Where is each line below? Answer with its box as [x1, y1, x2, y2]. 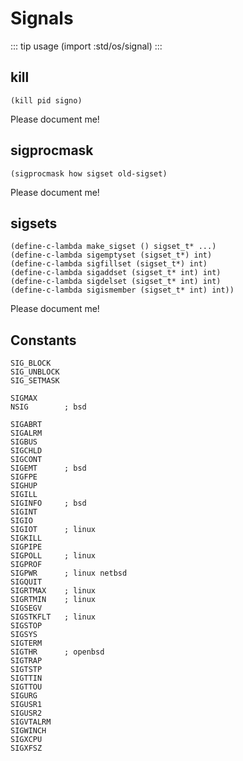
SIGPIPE [10, 542, 43, 552]
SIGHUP [10, 481, 38, 491]
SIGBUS [10, 437, 38, 447]
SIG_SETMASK [10, 376, 60, 386]
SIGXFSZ [10, 743, 43, 754]
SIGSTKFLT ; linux [10, 612, 97, 622]
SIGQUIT [10, 577, 43, 587]
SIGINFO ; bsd [10, 498, 87, 509]
